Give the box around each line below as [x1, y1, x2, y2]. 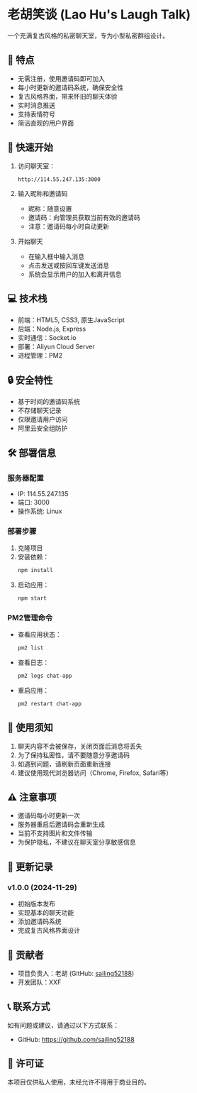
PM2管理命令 [7, 613, 53, 622]
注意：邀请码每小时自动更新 [28, 221, 110, 231]
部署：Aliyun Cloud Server [17, 342, 96, 351]
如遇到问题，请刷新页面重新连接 [17, 759, 111, 768]
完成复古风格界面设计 [17, 926, 80, 935]
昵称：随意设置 [28, 204, 72, 213]
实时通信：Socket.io [17, 334, 77, 342]
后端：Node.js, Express [17, 324, 86, 334]
